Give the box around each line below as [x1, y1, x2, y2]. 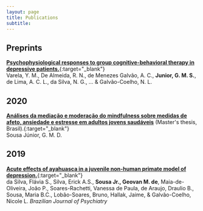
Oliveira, [6, 184, 27, 192]
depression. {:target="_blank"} [6, 171, 83, 179]
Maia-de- [160, 178, 184, 185]
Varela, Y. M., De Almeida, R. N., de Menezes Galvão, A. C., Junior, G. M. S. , [6, 72, 196, 79]
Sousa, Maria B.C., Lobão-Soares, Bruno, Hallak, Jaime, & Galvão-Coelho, [6, 191, 191, 198]
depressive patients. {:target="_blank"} [6, 65, 105, 73]
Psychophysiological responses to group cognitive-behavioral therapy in [6, 59, 194, 66]
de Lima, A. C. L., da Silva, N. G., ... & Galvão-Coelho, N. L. [6, 78, 153, 86]
